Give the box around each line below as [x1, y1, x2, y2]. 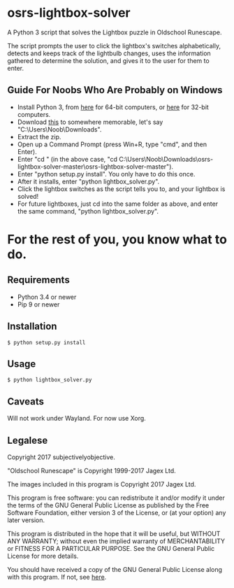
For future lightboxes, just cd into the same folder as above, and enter [17, 199, 219, 208]
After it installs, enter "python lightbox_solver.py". [17, 177, 160, 185]
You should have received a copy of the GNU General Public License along [7, 566, 222, 573]
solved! [17, 192, 39, 200]
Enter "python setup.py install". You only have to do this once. [17, 169, 196, 178]
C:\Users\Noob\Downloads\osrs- [118, 155, 214, 163]
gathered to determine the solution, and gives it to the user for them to [7, 56, 210, 64]
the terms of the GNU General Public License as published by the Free [7, 501, 210, 509]
